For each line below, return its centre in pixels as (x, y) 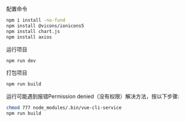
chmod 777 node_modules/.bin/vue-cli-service (64, 108)
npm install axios (29, 37)
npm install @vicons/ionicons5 (45, 26)
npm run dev (21, 61)
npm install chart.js (33, 31)
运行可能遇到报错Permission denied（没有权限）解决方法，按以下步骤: (93, 96)
